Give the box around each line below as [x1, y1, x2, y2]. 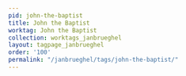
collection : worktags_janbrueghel [8, 33, 123, 42]
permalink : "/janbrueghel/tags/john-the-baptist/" [8, 56, 179, 64]
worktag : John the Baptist [8, 26, 97, 34]
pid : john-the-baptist [8, 11, 83, 20]
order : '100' [8, 48, 51, 56]
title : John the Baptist [8, 19, 90, 27]
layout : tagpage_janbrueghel [8, 41, 104, 49]
